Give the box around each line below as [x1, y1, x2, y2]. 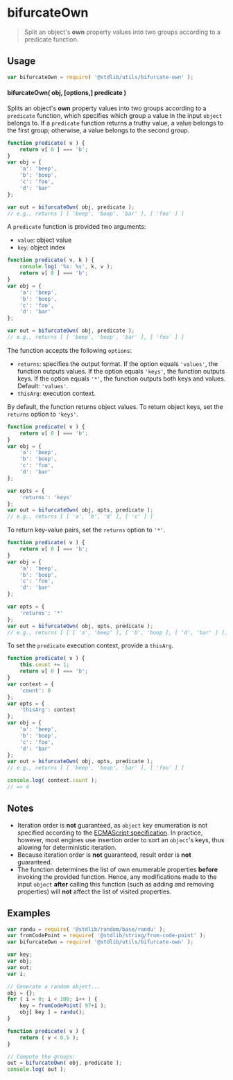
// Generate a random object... [7, 983, 101, 990]
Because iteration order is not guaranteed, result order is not [17, 851, 192, 859]
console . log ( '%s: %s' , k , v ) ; [19, 263, 113, 270]
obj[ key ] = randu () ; [19, 1009, 85, 1016]
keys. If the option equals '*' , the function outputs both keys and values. [17, 374, 226, 383]
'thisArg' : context [19, 706, 76, 713]
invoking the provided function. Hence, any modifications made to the [17, 872, 217, 881]
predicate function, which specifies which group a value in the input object [7, 111, 223, 119]
